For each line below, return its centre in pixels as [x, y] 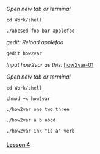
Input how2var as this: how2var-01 [50, 65]
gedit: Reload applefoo [35, 42]
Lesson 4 [18, 144]
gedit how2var [24, 53]
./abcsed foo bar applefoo [41, 31]
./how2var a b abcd [31, 120]
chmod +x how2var [28, 99]
